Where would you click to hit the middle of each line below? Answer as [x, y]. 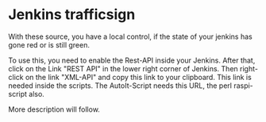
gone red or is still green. [49, 44]
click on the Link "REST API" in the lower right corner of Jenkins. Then [123, 68]
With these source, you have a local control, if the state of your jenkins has [130, 36]
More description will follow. [54, 109]
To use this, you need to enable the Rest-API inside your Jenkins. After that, [132, 60]
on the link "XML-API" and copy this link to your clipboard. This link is [138, 77]
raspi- [244, 86]
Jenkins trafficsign [72, 15]
